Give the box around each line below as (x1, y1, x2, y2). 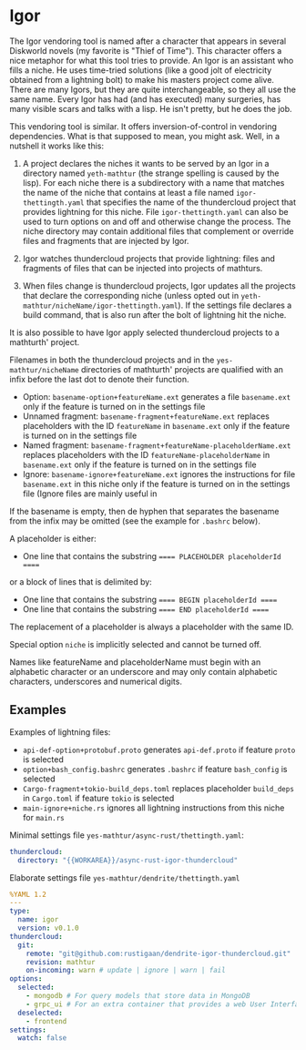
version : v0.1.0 (17, 923, 79, 933)
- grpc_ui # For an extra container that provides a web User (25, 999, 267, 1009)
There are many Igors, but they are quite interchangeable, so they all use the (9, 84, 296, 95)
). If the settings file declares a (177, 300, 292, 311)
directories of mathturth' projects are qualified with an (80, 363, 284, 374)
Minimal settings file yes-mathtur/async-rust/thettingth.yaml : (9, 830, 244, 841)
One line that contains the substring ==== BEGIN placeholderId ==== (22, 594, 278, 605)
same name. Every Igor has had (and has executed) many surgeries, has (9, 93, 281, 105)
